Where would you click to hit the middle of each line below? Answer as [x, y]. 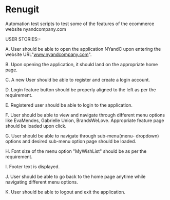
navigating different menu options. [42, 182]
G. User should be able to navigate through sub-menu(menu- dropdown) [82, 136]
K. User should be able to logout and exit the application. [65, 192]
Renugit [22, 9]
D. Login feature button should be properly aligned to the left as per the [81, 89]
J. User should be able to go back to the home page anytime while [75, 176]
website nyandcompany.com [36, 29]
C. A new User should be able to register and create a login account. [78, 79]
